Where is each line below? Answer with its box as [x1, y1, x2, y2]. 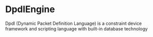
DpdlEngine [5, 4, 55, 15]
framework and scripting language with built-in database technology [5, 25, 148, 31]
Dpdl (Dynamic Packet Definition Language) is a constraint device [5, 20, 142, 26]
